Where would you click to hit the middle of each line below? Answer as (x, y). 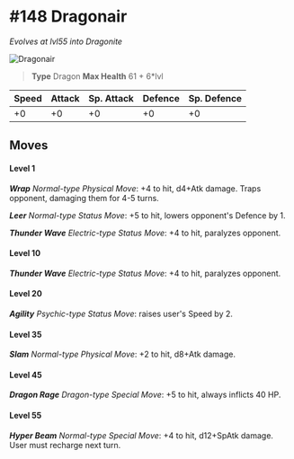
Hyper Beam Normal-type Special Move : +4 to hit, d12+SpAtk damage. (142, 435)
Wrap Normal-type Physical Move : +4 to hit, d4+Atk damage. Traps (135, 188)
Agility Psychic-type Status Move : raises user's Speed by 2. (121, 313)
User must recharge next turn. (65, 445)
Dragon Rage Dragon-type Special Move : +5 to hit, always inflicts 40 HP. (145, 395)
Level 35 (26, 334)
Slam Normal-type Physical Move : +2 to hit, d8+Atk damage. (123, 354)
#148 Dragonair (68, 17)
